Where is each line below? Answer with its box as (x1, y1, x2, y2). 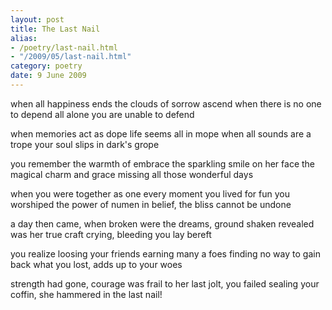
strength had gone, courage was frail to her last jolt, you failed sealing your (10, 277, 320, 290)
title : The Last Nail (10, 24, 101, 34)
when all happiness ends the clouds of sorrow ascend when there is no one (10, 97, 322, 110)
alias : (10, 33, 38, 43)
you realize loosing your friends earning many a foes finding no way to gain (10, 247, 321, 260)
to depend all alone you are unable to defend (10, 108, 195, 120)
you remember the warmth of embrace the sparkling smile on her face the (10, 157, 315, 170)
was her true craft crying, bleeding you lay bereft (10, 228, 212, 240)
